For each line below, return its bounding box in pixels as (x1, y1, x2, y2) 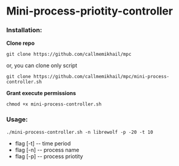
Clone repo (6, 39, 35, 47)
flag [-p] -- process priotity (15, 153, 83, 160)
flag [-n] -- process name (15, 146, 79, 153)
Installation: (6, 26, 42, 35)
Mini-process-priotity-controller (6, 4, 173, 18)
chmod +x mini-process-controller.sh (6, 101, 102, 107)
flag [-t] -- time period (15, 139, 71, 147)
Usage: (6, 115, 29, 124)
